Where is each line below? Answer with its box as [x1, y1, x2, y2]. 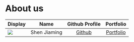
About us [5, 3, 44, 14]
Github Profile [67, 21, 101, 27]
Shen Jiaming [30, 29, 63, 36]
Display [7, 21, 26, 27]
